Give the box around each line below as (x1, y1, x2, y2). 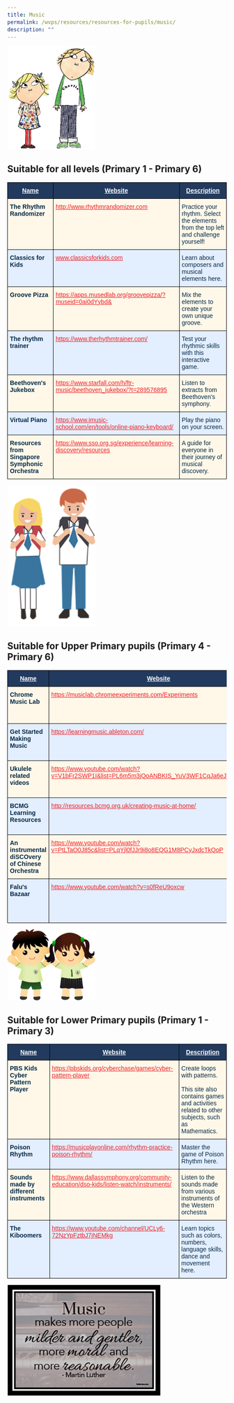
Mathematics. (180, 1127, 218, 1135)
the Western (180, 1201, 214, 1210)
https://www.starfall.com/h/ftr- (55, 379, 134, 387)
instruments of (180, 1194, 220, 1203)
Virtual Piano (10, 416, 47, 423)
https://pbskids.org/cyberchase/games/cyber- (52, 1065, 173, 1072)
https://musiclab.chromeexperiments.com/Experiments (51, 691, 198, 698)
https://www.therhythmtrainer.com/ (55, 335, 148, 343)
